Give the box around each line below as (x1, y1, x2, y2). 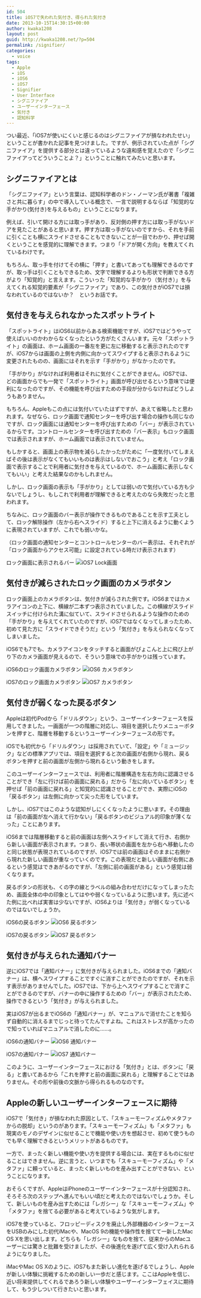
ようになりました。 (6, 1251, 54, 1258)
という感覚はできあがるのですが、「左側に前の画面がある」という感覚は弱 (11, 863, 193, 870)
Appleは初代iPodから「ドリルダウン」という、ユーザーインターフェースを (6, 715, 188, 722)
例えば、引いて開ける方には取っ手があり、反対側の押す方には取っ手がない (6, 218, 190, 225)
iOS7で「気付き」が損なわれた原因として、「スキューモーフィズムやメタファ (6, 1115, 193, 1122)
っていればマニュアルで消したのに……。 (16, 1025, 115, 1032)
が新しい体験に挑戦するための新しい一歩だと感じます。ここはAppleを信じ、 (6, 1270, 193, 1278)
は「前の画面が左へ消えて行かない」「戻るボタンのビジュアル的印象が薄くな (6, 813, 191, 820)
